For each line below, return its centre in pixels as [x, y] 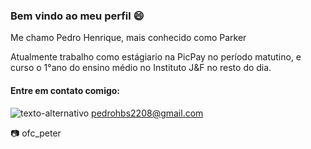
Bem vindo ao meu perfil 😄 [77, 16]
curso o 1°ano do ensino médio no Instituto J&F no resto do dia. [141, 68]
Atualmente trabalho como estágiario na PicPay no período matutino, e [156, 57]
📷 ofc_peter [36, 133]
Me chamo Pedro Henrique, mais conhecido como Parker [128, 38]
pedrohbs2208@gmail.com [147, 113]
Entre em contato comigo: [65, 90]
